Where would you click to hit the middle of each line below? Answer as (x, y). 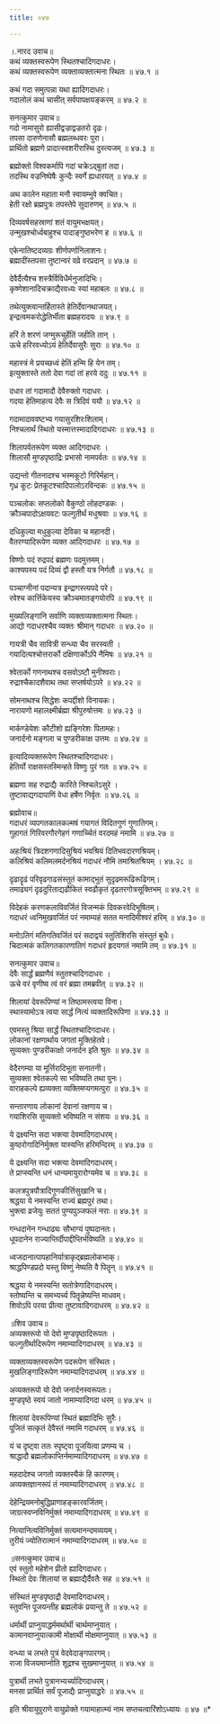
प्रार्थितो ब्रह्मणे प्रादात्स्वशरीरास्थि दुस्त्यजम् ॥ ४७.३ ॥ (82, 148)
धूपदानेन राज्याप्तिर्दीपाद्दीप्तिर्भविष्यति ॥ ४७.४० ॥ (76, 1239)
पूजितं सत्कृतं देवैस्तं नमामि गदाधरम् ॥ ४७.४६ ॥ (77, 1428)
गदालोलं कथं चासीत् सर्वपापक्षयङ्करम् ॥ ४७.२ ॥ (78, 99)
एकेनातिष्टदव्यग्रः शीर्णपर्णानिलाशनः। (58, 250)
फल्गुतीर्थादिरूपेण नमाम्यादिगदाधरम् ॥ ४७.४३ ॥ (75, 1343)
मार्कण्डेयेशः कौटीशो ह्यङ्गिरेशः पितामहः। (65, 728)
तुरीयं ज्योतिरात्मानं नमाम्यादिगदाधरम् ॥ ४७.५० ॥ (78, 1540)
